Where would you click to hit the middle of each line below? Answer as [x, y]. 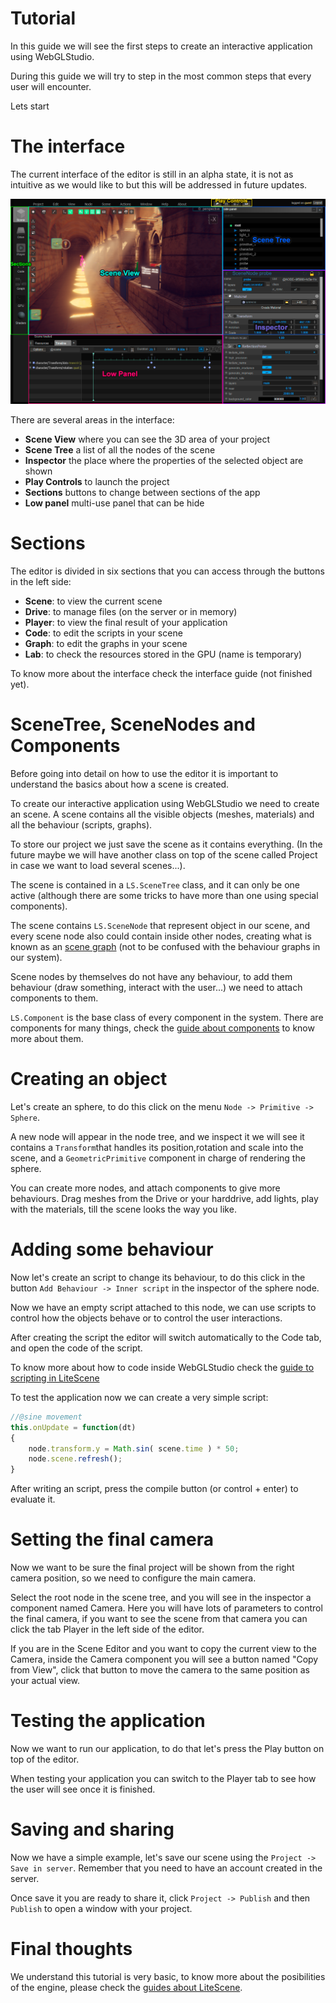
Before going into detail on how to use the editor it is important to [144, 774]
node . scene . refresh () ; [75, 1459]
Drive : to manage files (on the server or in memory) [131, 612]
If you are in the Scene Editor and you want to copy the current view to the [163, 1649]
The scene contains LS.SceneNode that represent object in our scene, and [160, 926]
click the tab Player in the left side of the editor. [107, 1629]
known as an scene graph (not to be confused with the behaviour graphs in [165, 947]
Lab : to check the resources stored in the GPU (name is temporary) [163, 654]
